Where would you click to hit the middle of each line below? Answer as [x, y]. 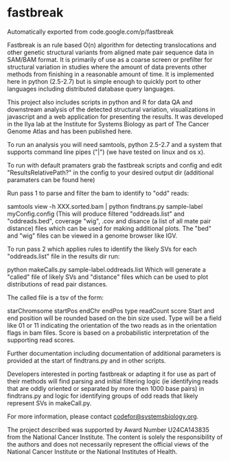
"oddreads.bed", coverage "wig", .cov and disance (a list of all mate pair [109, 221]
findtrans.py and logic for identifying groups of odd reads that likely [103, 396]
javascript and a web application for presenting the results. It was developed [115, 116]
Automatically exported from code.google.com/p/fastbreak [90, 32]
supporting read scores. [41, 340]
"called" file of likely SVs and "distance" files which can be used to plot [108, 277]
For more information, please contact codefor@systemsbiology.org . [103, 416]
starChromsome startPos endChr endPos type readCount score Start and [111, 311]
